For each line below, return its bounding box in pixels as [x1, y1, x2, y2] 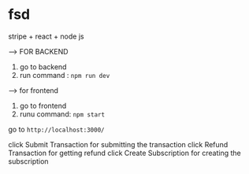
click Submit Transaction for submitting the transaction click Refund [8, 139, 229, 149]
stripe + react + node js [8, 31, 84, 41]
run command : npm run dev [19, 70, 110, 80]
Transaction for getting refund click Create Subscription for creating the [8, 148, 242, 157]
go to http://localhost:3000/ [8, 124, 105, 134]
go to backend [19, 61, 67, 72]
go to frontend [19, 101, 67, 110]
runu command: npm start [19, 109, 105, 119]
